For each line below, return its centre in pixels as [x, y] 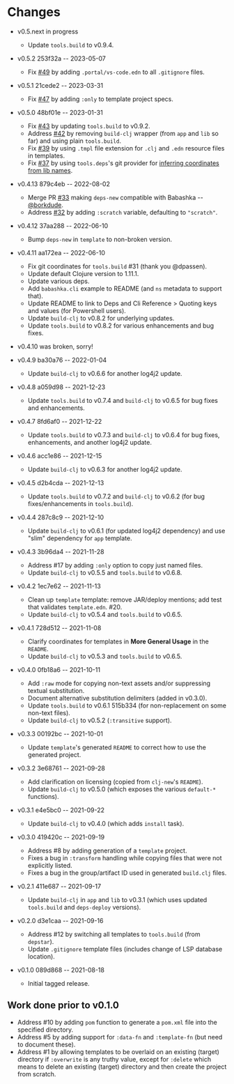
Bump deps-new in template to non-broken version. [100, 239]
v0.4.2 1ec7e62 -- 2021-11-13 [59, 586]
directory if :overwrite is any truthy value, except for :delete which [114, 1059]
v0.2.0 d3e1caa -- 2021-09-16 [60, 920]
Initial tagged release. [58, 983]
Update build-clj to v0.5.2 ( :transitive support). [100, 720]
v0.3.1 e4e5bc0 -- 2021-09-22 [61, 810]
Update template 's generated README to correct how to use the [117, 747]
